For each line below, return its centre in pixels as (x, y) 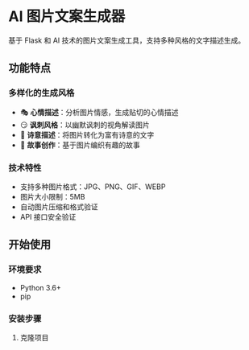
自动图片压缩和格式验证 (59, 207)
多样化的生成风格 (41, 93)
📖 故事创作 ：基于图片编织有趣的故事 (80, 145)
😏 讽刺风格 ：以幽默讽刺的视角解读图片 (85, 125)
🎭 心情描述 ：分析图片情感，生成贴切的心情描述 (99, 112)
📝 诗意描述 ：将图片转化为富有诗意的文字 (87, 134)
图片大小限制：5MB (52, 196)
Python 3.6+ (41, 287)
